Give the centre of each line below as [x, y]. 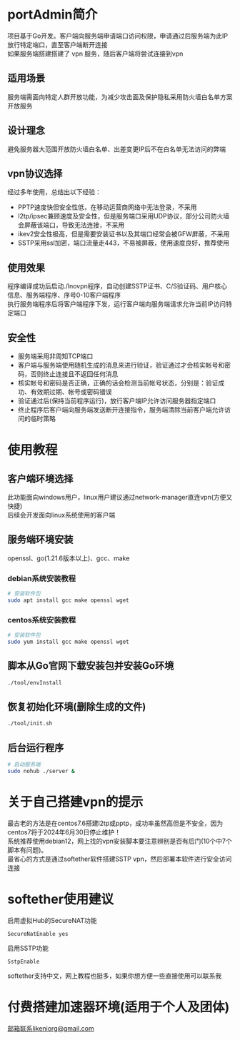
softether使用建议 [61, 899]
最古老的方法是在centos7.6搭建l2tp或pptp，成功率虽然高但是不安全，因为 [115, 823]
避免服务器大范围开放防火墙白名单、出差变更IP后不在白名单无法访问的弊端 [117, 149]
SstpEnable [24, 961]
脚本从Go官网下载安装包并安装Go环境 [91, 666]
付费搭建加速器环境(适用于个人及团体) [119, 1007]
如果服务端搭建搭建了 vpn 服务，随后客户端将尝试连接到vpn [95, 54]
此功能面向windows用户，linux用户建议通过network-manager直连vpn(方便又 [120, 497]
